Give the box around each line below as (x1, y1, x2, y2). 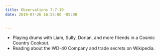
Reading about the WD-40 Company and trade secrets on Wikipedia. (12, 45, 155, 51)
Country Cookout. (12, 39, 50, 45)
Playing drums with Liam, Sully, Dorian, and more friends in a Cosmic (12, 34, 155, 40)
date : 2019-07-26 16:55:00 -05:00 (5, 12, 78, 17)
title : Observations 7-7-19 (5, 7, 64, 12)
